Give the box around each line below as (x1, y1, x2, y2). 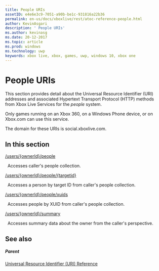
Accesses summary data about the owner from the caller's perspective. (7, 221, 154, 226)
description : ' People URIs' (5, 26, 65, 31)
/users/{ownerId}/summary (5, 211, 61, 217)
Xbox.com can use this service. (5, 116, 69, 122)
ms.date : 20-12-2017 (5, 35, 48, 40)
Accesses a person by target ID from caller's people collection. (7, 182, 136, 188)
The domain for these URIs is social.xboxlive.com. (5, 126, 107, 132)
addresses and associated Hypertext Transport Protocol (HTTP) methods (5, 96, 154, 102)
